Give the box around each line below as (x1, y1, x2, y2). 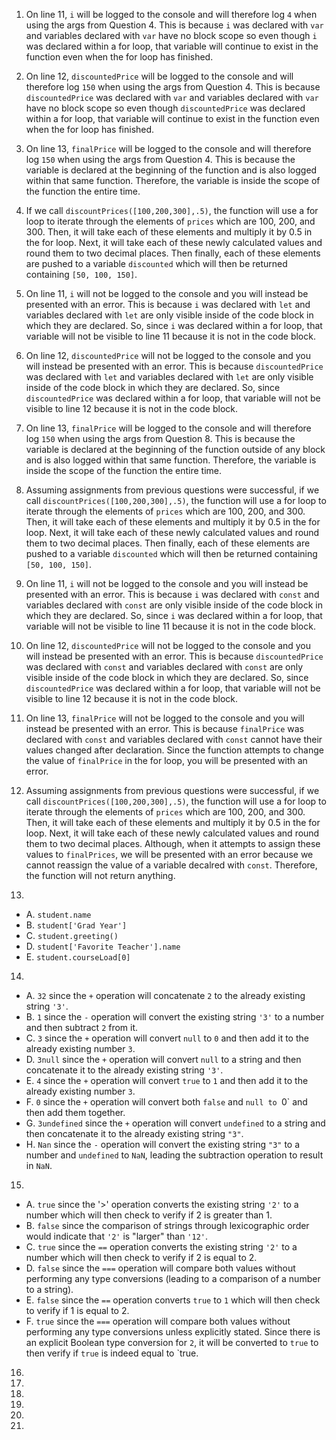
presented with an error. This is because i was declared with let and (25, 299, 311, 310)
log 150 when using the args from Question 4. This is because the (25, 154, 296, 165)
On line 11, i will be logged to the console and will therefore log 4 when (25, 9, 318, 20)
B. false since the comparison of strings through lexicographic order (25, 1220, 310, 1231)
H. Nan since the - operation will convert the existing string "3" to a (25, 1139, 301, 1150)
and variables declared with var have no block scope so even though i (25, 30, 318, 41)
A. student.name (25, 909, 92, 920)
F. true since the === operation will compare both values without (25, 1315, 291, 1327)
